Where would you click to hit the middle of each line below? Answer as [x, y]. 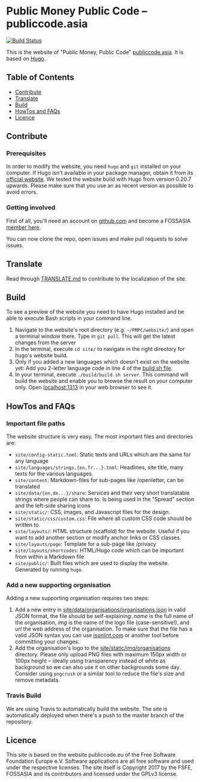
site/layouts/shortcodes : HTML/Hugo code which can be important [99, 551]
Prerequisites [26, 153]
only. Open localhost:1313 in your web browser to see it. [84, 387]
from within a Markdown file [49, 557]
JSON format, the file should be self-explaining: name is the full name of [104, 616]
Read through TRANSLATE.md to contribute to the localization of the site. [96, 278]
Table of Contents [40, 77]
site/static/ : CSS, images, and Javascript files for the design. [93, 512]
